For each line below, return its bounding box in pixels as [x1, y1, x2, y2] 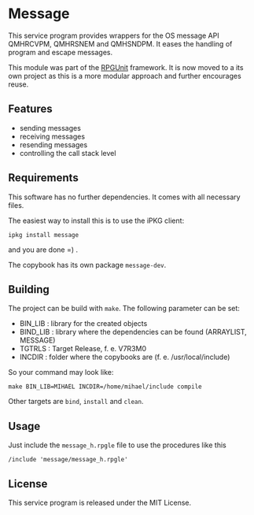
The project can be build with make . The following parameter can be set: [8, 304, 240, 313]
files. [8, 200, 24, 209]
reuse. [8, 80, 29, 89]
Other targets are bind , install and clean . [8, 397, 144, 406]
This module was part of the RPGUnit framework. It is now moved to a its [8, 62, 244, 72]
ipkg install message [8, 231, 79, 239]
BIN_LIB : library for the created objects [19, 319, 148, 328]
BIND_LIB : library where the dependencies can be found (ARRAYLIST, [19, 328, 248, 337]
